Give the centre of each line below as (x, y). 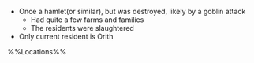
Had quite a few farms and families (87, 20)
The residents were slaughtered (82, 28)
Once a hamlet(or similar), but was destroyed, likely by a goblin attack (132, 11)
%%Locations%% (37, 52)
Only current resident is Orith (66, 36)
